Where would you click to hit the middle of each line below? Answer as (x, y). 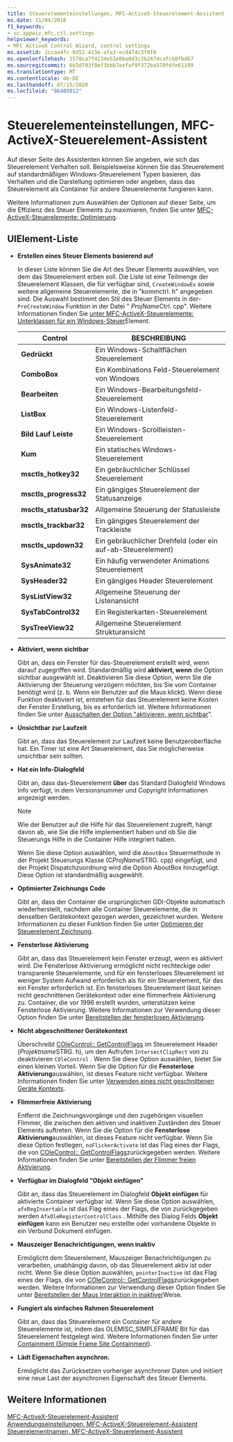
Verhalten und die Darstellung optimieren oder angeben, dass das (101, 182)
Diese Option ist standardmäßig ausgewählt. (80, 875)
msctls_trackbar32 (53, 525)
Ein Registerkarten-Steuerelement (151, 612)
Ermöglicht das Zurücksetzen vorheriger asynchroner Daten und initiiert (120, 1370)
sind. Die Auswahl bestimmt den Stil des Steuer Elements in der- (109, 299)
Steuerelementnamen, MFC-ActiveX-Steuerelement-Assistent (95, 1431)
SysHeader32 (44, 581)
